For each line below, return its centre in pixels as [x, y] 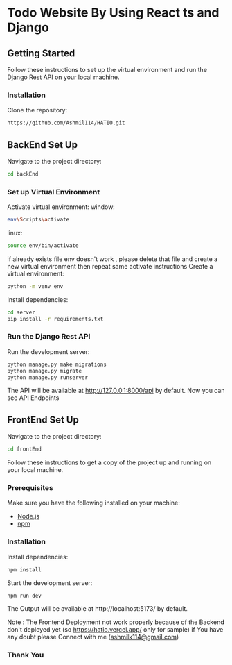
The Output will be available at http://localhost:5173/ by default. [98, 609]
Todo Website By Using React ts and [113, 13]
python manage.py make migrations [57, 364]
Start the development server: [50, 583]
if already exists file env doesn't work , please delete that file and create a [113, 259]
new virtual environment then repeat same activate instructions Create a [110, 266]
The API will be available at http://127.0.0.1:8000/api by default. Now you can [116, 391]
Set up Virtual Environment [54, 192]
